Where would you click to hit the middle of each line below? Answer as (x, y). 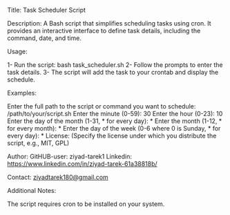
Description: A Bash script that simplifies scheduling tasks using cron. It (109, 23)
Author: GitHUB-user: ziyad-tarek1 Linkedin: (70, 156)
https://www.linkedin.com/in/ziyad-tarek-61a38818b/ (82, 164)
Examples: (22, 93)
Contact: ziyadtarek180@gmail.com (58, 177)
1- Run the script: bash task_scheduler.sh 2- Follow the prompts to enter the (115, 65)
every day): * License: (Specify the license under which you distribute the (112, 135)
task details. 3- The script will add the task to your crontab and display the (113, 72)
